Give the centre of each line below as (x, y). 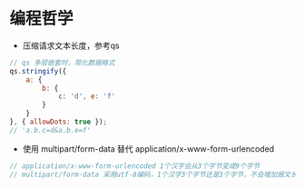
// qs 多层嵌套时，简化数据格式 (62, 63)
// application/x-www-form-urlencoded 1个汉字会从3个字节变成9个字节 (135, 166)
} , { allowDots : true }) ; (58, 122)
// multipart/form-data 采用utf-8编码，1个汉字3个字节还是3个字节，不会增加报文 (150, 174)
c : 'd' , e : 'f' (87, 96)
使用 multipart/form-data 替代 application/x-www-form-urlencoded (148, 148)
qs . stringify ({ (38, 71)
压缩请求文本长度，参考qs (71, 45)
